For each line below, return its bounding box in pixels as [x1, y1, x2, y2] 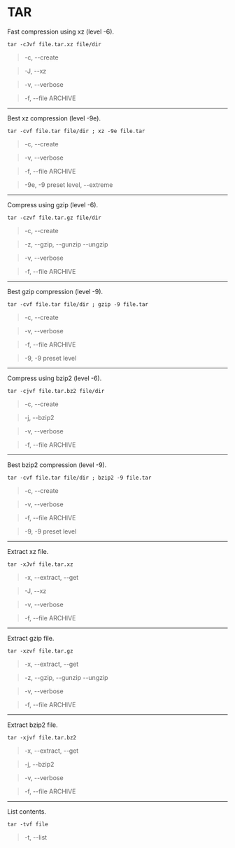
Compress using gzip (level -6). [7, 200, 99, 209]
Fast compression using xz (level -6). [7, 27, 114, 36]
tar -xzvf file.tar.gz [7, 647, 73, 655]
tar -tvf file [7, 821, 49, 828]
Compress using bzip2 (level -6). [7, 374, 102, 382]
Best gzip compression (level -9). [7, 287, 104, 296]
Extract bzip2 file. [7, 721, 58, 729]
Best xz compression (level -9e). [7, 113, 101, 123]
